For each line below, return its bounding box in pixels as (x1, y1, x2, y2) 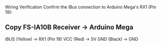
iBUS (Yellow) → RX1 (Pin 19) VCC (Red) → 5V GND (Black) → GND (5, 36, 139, 42)
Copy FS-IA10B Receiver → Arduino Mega (5, 23, 134, 31)
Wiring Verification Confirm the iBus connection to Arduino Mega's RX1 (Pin (5, 4, 157, 10)
